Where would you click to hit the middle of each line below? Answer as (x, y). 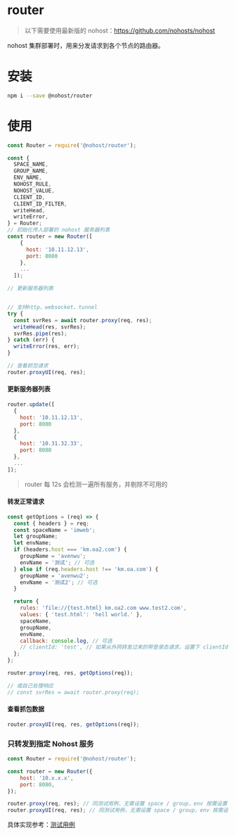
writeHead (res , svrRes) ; (50, 327)
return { (26, 601)
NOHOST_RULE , (33, 184)
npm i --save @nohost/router (50, 96)
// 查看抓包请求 (28, 366)
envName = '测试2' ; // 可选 (59, 582)
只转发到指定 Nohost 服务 (51, 744)
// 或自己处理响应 (31, 686)
